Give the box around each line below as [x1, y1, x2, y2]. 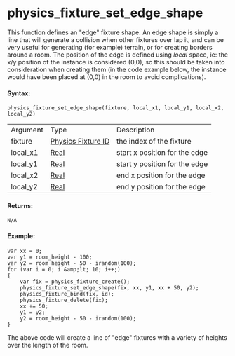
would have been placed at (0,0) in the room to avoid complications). [7, 72, 206, 81]
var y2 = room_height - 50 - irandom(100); [7, 259, 137, 267]
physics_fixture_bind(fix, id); [20, 290, 114, 297]
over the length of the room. [7, 341, 88, 349]
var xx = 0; [7, 247, 42, 254]
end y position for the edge [116, 182, 206, 192]
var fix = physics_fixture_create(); [20, 278, 130, 285]
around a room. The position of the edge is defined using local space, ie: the [7, 50, 229, 59]
